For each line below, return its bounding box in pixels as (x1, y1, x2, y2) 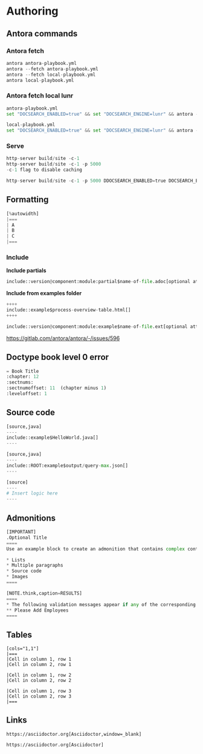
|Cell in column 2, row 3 (6, 693, 71, 699)
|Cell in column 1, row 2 (6, 672, 71, 678)
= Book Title (6, 368, 39, 374)
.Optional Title (6, 535, 47, 541)
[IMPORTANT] (6, 529, 36, 535)
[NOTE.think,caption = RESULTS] (6, 590, 83, 596)
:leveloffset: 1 (6, 391, 47, 397)
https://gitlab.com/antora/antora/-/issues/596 (6, 335, 120, 342)
